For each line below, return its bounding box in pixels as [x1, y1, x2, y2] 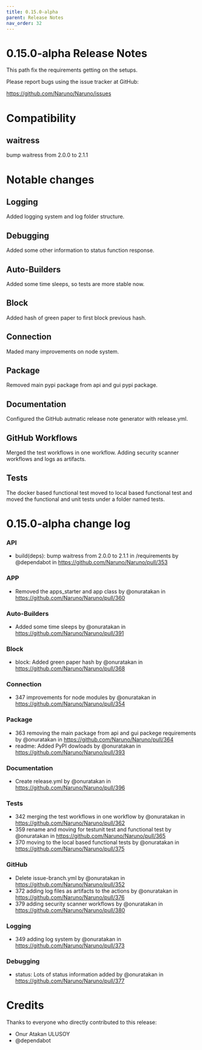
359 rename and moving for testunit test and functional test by [15, 826, 172, 833]
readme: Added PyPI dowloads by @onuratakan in [15, 742, 141, 749]
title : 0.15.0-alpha [6, 9, 59, 15]
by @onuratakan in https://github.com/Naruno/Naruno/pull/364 [15, 735, 174, 743]
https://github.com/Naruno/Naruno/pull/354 [15, 700, 126, 707]
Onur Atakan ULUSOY [15, 1031, 70, 1038]
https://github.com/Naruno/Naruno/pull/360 [15, 594, 126, 601]
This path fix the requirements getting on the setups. [6, 66, 138, 73]
